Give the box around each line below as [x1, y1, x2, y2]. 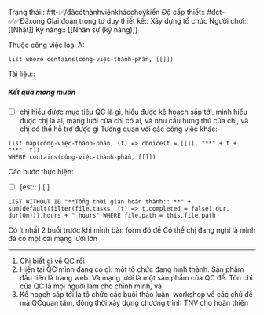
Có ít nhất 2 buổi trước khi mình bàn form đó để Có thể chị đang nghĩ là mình [8, 225, 256, 235]
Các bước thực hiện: [8, 167, 74, 177]
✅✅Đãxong [8, 16, 46, 25]
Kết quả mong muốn [8, 87, 76, 97]
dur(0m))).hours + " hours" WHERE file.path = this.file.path [8, 212, 216, 220]
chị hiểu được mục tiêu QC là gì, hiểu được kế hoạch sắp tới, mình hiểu [19, 107, 247, 116]
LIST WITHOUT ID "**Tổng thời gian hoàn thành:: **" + [8, 198, 192, 206]
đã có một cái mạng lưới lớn [8, 234, 98, 244]
